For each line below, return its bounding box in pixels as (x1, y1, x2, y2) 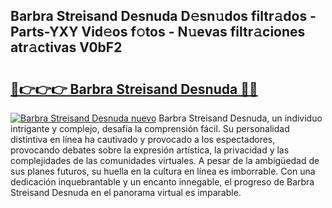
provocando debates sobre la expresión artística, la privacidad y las (10, 144, 290, 156)
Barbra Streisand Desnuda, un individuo (158, 112, 323, 124)
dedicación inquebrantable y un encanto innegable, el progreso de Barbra (10, 176, 315, 188)
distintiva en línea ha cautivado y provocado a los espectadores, (10, 134, 276, 145)
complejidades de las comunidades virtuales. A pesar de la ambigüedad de (10, 155, 320, 166)
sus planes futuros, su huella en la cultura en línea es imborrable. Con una (10, 165, 316, 177)
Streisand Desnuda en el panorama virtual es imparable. (10, 187, 242, 198)
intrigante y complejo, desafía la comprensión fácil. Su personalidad (10, 123, 290, 134)
